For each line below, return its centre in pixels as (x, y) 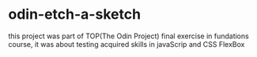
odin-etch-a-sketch (74, 14)
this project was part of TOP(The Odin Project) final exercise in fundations (128, 36)
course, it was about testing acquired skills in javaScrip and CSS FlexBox (127, 44)
